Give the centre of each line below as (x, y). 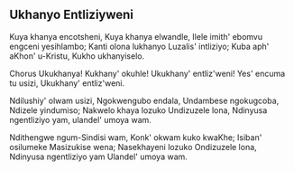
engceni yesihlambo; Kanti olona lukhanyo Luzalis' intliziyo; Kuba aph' (139, 46)
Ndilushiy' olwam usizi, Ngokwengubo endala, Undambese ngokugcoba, (144, 100)
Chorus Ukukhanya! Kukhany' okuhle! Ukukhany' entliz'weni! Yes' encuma (147, 73)
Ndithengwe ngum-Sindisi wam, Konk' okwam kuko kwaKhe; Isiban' (136, 137)
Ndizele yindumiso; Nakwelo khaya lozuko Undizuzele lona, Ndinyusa (138, 110)
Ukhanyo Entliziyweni (71, 15)
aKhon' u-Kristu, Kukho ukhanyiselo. (77, 56)
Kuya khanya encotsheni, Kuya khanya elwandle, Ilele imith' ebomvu (136, 36)
